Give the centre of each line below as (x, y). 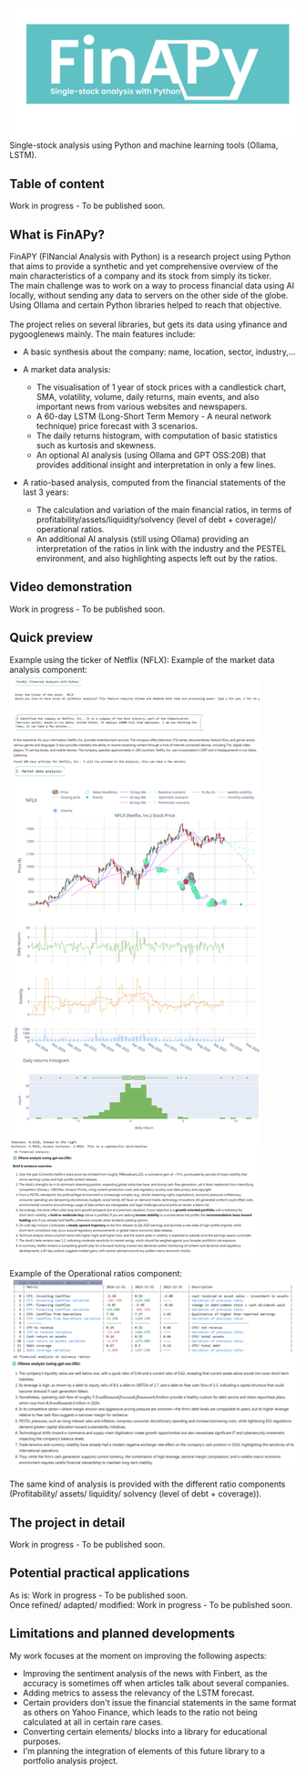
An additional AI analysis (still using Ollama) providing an (142, 539)
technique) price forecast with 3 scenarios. (117, 425)
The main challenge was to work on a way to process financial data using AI (152, 285)
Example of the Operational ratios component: (96, 1273)
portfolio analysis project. (70, 1760)
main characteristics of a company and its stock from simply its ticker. (140, 276)
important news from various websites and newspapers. (142, 406)
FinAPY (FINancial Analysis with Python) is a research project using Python (150, 256)
